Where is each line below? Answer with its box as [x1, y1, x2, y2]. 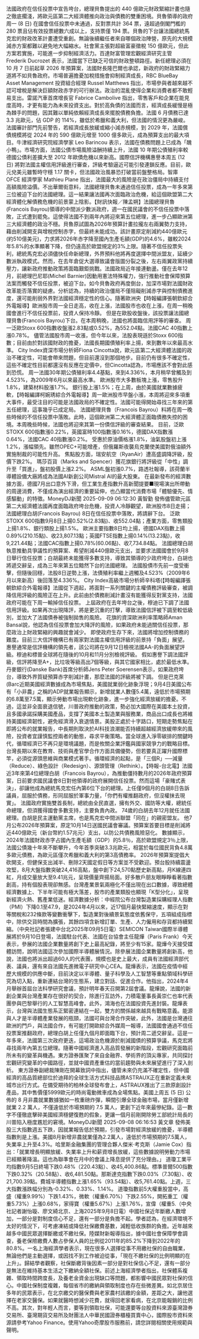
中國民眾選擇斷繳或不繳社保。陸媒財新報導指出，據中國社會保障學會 [16, 1230, 182, 1237]
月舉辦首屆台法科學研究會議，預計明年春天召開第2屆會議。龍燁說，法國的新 [6, 985, 191, 992]
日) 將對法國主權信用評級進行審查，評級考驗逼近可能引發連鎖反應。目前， [6, 161, 187, 168]
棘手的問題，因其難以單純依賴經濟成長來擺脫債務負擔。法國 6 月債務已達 [11, 109, 189, 116]
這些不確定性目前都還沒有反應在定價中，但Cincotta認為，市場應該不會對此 [6, 362, 188, 368]
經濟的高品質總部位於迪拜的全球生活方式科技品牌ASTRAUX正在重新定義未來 [6, 1074, 191, 1081]
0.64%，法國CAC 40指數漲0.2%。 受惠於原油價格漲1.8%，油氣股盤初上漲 [6, 436, 187, 442]
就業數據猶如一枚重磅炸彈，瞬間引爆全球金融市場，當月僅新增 [38, 1096, 189, 1103]
